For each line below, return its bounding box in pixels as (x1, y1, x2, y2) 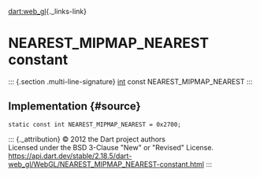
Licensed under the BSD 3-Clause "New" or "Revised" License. (8, 142, 214, 152)
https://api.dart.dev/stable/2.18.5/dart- (8, 151, 132, 160)
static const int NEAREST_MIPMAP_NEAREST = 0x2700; (8, 120, 181, 128)
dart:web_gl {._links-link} (8, 7, 87, 16)
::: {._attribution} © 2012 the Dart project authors (8, 134, 165, 144)
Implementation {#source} (8, 100, 142, 113)
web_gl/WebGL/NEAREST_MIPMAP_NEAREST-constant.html (8, 159, 205, 168)
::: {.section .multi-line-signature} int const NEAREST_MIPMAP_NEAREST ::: (8, 76, 254, 86)
